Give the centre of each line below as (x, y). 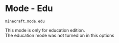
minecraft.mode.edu (25, 21)
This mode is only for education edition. (45, 30)
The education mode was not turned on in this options (60, 35)
